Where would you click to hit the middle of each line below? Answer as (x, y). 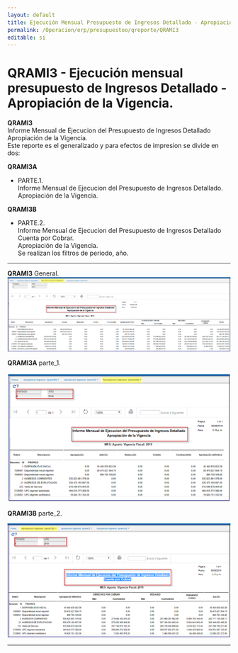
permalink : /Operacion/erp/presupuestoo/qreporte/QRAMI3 (93, 30)
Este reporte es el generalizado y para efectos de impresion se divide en (113, 146)
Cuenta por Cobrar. (46, 238)
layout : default (31, 15)
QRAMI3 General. (33, 273)
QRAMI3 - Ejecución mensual (95, 73)
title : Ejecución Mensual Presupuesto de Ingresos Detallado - (103, 22)
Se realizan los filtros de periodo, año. (73, 253)
